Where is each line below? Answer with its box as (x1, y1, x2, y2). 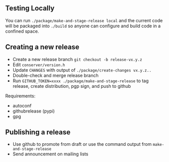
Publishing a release (5, 128, 71, 137)
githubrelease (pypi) (12, 108, 55, 114)
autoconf (12, 102, 32, 109)
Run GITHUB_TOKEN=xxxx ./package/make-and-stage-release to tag (12, 78, 149, 84)
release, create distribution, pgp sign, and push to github (12, 83, 131, 89)
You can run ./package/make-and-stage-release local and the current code (5, 17, 163, 23)
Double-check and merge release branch (12, 72, 99, 78)
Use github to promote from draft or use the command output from (12, 141, 152, 147)
